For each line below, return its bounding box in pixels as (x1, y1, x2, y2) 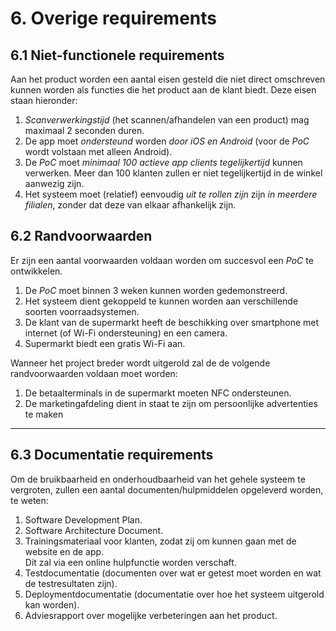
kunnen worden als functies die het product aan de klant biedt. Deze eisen (10, 84, 317, 96)
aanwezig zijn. (24, 178, 85, 189)
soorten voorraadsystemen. (24, 305, 140, 317)
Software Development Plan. (24, 513, 143, 526)
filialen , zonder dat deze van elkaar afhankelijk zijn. (24, 199, 237, 211)
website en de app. (24, 545, 105, 557)
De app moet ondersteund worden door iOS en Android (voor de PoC (24, 135, 310, 147)
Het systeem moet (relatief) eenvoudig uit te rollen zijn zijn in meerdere (24, 188, 318, 200)
